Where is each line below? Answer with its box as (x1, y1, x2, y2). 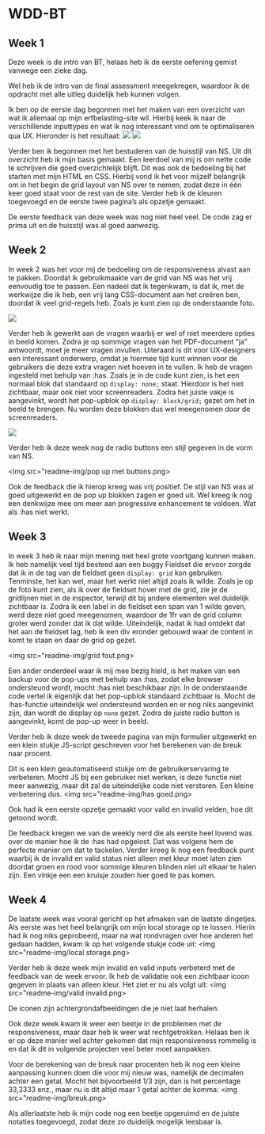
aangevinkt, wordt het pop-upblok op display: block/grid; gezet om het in (8, 395, 255, 405)
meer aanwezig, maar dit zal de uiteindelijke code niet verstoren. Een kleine (8, 781, 255, 790)
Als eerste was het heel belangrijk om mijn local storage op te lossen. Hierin (8, 923, 256, 932)
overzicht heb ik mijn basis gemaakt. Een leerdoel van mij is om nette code (8, 155, 252, 164)
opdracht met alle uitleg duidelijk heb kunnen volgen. (8, 89, 181, 99)
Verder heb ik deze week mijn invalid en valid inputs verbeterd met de (8, 963, 236, 972)
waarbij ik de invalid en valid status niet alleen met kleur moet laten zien (8, 853, 242, 863)
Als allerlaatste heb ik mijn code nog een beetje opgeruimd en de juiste (8, 1109, 240, 1118)
